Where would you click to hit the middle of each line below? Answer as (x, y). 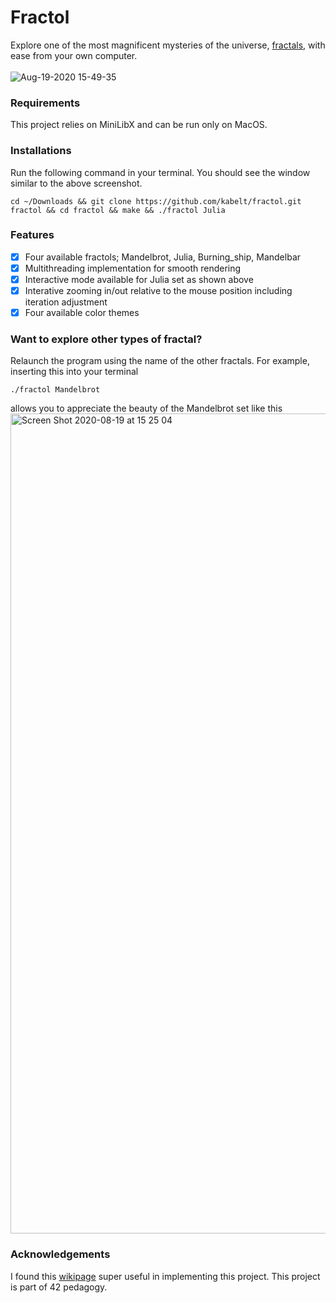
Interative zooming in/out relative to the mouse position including (158, 291)
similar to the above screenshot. (76, 183)
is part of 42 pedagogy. (59, 1287)
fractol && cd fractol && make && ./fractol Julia (118, 210)
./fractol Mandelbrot (55, 390)
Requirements (45, 103)
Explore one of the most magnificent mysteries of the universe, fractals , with (168, 45)
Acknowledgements (60, 1254)
